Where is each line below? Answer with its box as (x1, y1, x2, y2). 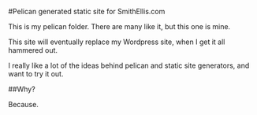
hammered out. (8, 46, 58, 54)
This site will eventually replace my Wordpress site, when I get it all (8, 37, 225, 46)
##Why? (8, 84, 35, 94)
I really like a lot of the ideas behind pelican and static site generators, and (8, 61, 250, 70)
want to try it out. (8, 69, 64, 78)
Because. (8, 100, 39, 109)
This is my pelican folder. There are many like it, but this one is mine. (8, 22, 231, 31)
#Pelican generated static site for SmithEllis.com (8, 7, 166, 16)
